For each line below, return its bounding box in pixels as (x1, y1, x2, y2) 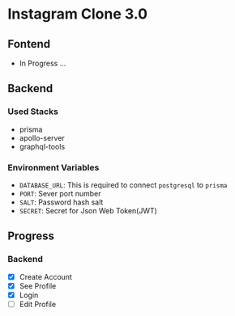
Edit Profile (19, 299, 57, 309)
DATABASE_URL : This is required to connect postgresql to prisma (19, 179, 228, 190)
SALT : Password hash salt (19, 197, 104, 207)
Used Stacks (7, 106, 58, 117)
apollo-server (19, 133, 66, 142)
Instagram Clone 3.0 (7, 5, 147, 23)
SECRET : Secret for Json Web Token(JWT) (19, 205, 157, 215)
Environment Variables (7, 162, 100, 173)
